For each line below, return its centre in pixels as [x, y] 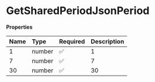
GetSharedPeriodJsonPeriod [78, 11]
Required [72, 41]
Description [108, 41]
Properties [19, 27]
